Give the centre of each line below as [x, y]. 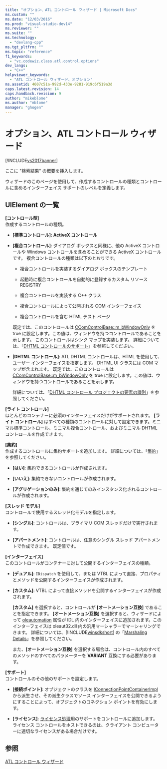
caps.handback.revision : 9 [33, 94]
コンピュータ [146, 725]
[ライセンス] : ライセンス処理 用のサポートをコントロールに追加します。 [85, 718]
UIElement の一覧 [32, 205]
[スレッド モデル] [23, 506]
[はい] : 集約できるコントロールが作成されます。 [61, 468]
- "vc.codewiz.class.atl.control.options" [54, 61]
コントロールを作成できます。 [36, 434]
